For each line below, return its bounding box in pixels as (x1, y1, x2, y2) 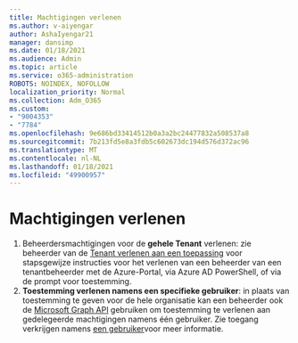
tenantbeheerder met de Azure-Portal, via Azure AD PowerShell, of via (21, 266, 282, 277)
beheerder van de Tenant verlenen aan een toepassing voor (21, 248, 243, 258)
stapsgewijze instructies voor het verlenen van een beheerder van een (21, 257, 282, 268)
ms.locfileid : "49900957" (9, 170, 105, 179)
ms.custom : (9, 104, 50, 113)
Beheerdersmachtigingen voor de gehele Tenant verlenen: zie (21, 238, 252, 249)
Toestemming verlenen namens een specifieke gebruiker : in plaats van (21, 286, 290, 297)
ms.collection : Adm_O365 (9, 95, 102, 105)
